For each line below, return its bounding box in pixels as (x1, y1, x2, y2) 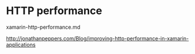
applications (6, 41, 36, 48)
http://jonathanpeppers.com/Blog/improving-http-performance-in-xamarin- (6, 35, 189, 42)
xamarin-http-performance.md (6, 23, 80, 31)
